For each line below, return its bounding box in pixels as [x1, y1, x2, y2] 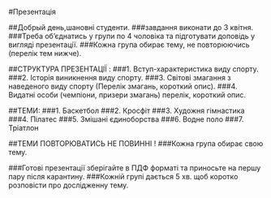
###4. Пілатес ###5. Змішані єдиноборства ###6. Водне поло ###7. [8, 114, 244, 124]
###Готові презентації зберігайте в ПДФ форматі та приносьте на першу [8, 163, 261, 173]
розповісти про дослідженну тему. [8, 180, 129, 190]
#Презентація [8, 7, 57, 16]
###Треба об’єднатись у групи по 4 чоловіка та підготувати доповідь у [8, 32, 256, 41]
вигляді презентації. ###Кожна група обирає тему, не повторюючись [8, 40, 250, 49]
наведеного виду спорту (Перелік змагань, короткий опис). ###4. [8, 81, 238, 91]
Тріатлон [8, 123, 39, 132]
